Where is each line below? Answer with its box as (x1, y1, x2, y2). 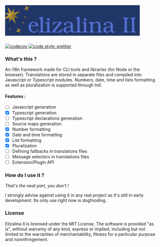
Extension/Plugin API (12, 159, 54, 165)
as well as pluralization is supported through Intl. (5, 82, 102, 88)
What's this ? (5, 55, 37, 62)
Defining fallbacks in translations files (12, 148, 88, 154)
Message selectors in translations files (12, 154, 89, 160)
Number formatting (12, 126, 51, 132)
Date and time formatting (12, 132, 62, 138)
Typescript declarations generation (12, 115, 83, 121)
